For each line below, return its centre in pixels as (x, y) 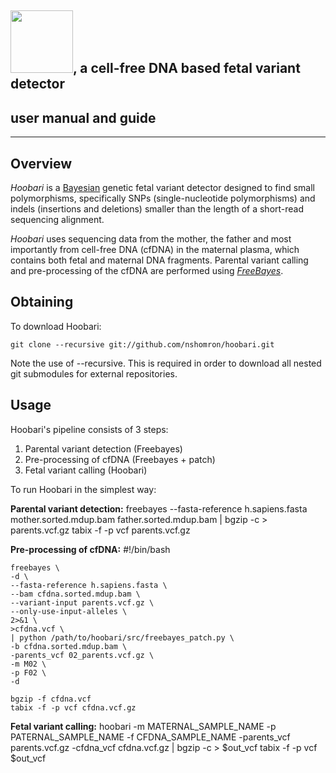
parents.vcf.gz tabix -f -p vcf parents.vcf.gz (100, 530)
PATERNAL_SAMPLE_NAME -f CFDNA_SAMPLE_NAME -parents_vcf (150, 737)
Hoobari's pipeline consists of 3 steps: (89, 429)
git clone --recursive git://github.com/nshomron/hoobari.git (142, 344)
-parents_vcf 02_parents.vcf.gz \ (82, 655)
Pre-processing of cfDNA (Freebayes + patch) (120, 459)
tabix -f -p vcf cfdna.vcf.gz (73, 707)
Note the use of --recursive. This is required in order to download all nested (166, 363)
